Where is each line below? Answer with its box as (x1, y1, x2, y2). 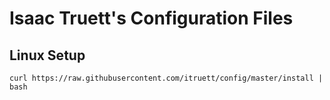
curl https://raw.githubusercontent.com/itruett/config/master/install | (9, 73, 324, 83)
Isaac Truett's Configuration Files (9, 7, 294, 30)
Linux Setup (9, 47, 86, 64)
